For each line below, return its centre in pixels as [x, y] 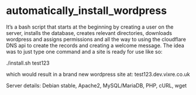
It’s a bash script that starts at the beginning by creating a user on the [90, 27]
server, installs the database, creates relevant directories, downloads [89, 33]
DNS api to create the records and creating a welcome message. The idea [95, 45]
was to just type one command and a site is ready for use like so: [84, 51]
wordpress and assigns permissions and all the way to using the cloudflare [96, 39]
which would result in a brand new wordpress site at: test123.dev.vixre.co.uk [98, 74]
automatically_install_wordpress [87, 11]
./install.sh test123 [28, 63]
